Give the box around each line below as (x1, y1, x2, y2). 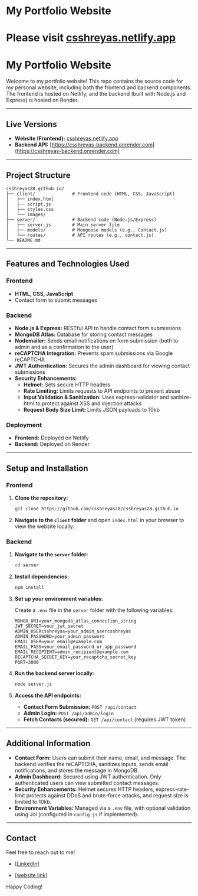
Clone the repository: (14, 494, 68, 501)
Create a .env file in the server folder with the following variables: (14, 607, 174, 614)
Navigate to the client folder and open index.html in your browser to (14, 516, 184, 523)
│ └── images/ (6, 211, 46, 217)
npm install (14, 584, 44, 590)
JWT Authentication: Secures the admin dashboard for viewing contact (14, 362, 190, 369)
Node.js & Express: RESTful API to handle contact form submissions (14, 324, 181, 331)
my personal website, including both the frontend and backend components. (6, 84, 192, 91)
